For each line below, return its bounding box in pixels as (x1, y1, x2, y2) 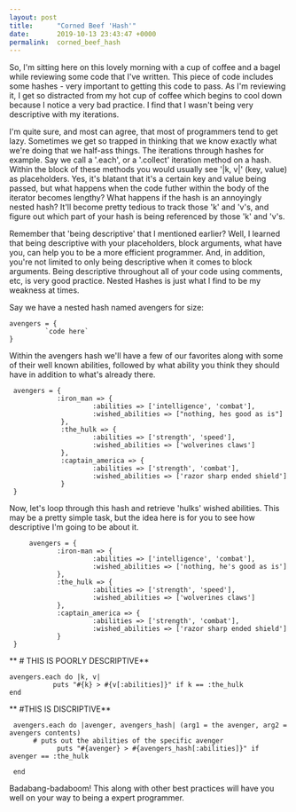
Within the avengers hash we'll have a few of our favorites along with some (9, 351, 284, 361)
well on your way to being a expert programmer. (9, 792, 184, 803)
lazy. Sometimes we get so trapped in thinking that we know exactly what (9, 136, 277, 146)
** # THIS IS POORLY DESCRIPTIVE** (9, 656, 150, 666)
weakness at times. (9, 285, 80, 296)
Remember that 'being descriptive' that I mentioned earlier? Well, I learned (9, 228, 281, 240)
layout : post (9, 12, 58, 22)
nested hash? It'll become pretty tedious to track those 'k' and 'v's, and (9, 201, 269, 213)
